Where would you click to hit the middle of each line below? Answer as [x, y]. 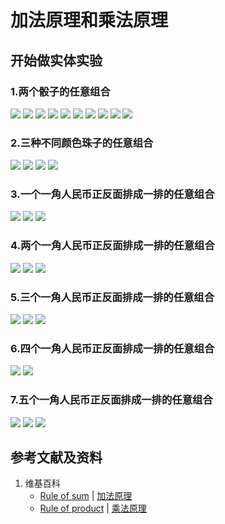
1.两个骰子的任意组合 [60, 91]
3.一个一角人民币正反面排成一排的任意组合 [112, 194]
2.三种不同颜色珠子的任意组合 [82, 143]
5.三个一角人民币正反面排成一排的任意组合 [112, 297]
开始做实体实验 [56, 60]
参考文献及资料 [56, 457]
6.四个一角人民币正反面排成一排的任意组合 [112, 348]
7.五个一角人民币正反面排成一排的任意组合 [111, 400]
